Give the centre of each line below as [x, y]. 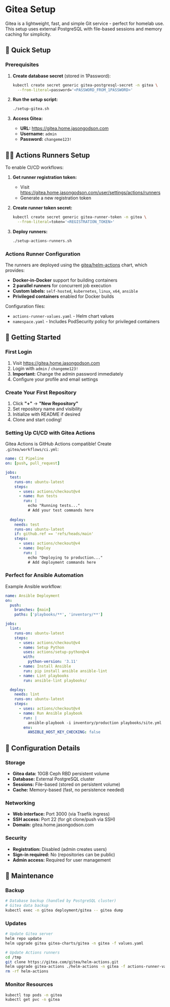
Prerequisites [22, 65]
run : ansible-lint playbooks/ [55, 680]
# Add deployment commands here [62, 562]
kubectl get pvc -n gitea [32, 1000]
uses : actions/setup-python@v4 [56, 652]
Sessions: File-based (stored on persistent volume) [66, 784]
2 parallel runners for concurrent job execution [62, 285]
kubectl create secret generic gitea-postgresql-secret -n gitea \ [85, 85]
